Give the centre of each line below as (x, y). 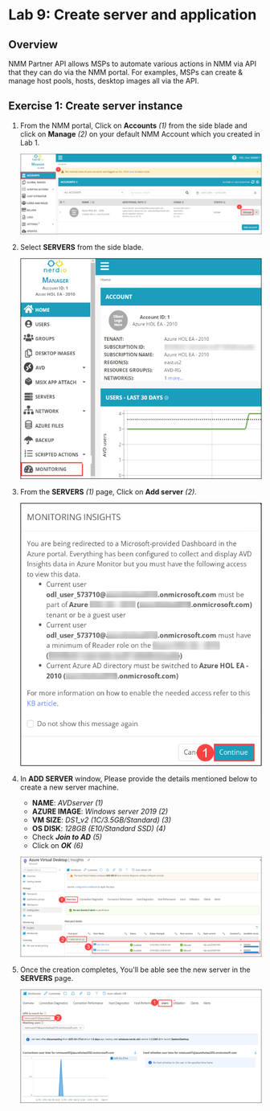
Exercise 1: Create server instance (96, 106)
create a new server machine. (69, 787)
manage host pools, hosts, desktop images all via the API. (104, 81)
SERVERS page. (47, 978)
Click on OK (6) (57, 845)
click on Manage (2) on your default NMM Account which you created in (140, 133)
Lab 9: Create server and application (133, 15)
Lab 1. (30, 142)
